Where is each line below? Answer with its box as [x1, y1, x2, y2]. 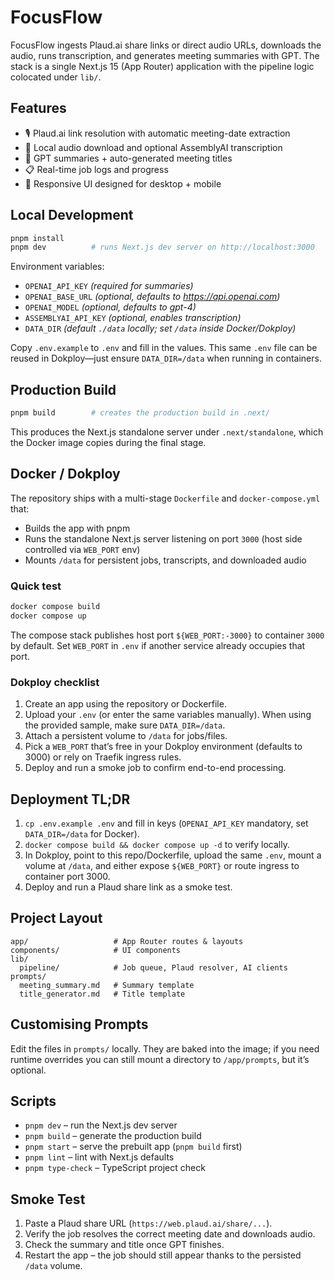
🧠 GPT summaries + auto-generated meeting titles [24, 152, 233, 164]
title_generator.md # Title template [19, 989, 186, 999]
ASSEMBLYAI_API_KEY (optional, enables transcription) [24, 312, 242, 324]
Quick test [10, 579, 62, 593]
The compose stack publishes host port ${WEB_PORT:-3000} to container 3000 [10, 629, 325, 641]
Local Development [10, 207, 134, 224]
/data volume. [24, 1260, 83, 1272]
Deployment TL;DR [10, 791, 131, 808]
